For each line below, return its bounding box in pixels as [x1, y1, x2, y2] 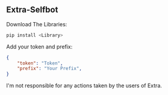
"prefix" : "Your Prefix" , [17, 66, 82, 72]
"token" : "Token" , [17, 60, 63, 66]
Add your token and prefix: [6, 43, 73, 50]
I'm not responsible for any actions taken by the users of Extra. [6, 82, 163, 89]
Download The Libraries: [6, 20, 67, 27]
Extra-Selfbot [6, 5, 58, 15]
